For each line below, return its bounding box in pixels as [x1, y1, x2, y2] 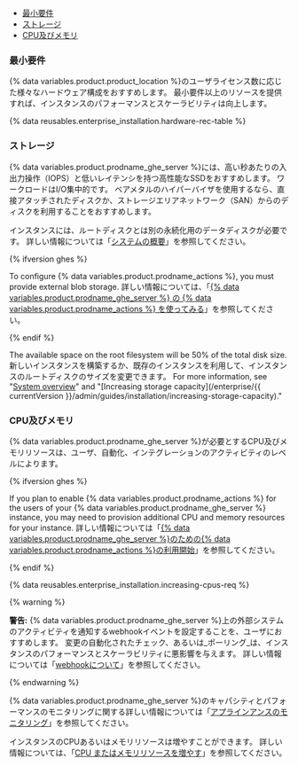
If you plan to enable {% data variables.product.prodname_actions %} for [9, 493, 277, 504]
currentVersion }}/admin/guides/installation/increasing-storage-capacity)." [9, 390, 282, 401]
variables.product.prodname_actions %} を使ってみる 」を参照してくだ [9, 303, 266, 314]
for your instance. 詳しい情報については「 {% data [9, 522, 191, 533]
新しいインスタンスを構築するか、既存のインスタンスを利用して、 [9, 360, 249, 371]
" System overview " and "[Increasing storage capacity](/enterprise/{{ [9, 380, 262, 392]
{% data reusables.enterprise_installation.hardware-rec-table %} [9, 116, 247, 127]
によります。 [16, 457, 64, 468]
